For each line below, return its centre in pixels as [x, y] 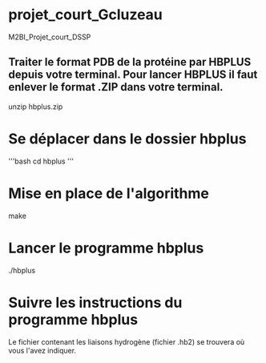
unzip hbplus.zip [36, 107]
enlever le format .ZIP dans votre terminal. [116, 87]
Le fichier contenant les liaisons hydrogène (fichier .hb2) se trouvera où [127, 341]
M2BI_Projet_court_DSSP [50, 37]
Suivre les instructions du [95, 302]
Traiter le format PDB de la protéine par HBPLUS [130, 62]
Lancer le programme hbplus [106, 248]
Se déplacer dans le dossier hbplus [127, 139]
